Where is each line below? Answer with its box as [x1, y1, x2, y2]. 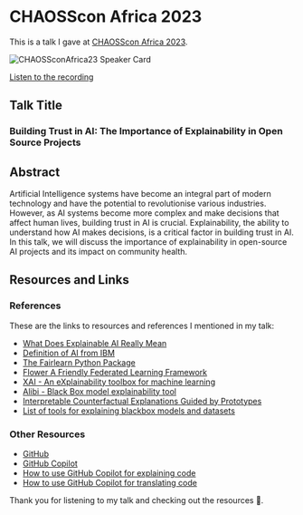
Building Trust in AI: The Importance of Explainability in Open [9, 125, 283, 138]
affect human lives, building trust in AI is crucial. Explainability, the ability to [9, 218, 289, 228]
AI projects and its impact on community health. [9, 247, 188, 257]
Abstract [9, 164, 61, 180]
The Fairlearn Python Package [22, 356, 136, 368]
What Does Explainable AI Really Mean [22, 337, 167, 348]
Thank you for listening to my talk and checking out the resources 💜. [9, 495, 264, 506]
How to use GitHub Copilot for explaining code [22, 468, 196, 479]
